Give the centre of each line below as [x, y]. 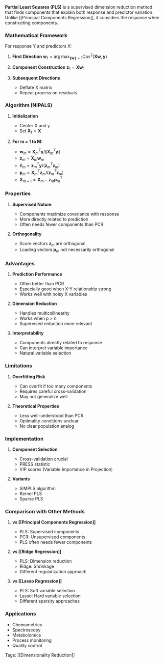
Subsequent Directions [36, 78]
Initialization [25, 116]
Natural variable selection [45, 353]
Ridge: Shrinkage [37, 566]
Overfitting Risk [29, 376]
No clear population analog [47, 426]
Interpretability [28, 333]
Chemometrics [27, 624]
